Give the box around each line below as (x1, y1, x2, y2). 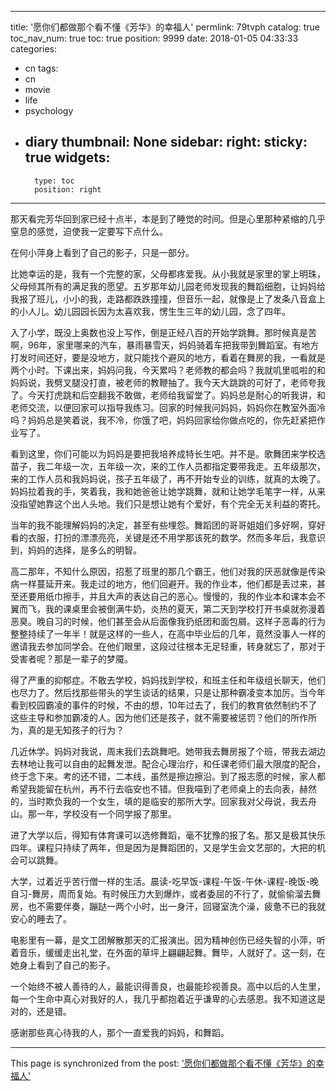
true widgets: (24, 149, 111, 166)
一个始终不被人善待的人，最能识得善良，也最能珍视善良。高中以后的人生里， (10, 980, 326, 992)
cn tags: (24, 62, 59, 74)
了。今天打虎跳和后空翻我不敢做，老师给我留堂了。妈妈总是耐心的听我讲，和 (10, 389, 326, 401)
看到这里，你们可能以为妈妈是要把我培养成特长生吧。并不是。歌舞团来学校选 (10, 447, 326, 460)
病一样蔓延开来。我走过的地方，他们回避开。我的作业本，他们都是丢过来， (10, 577, 317, 590)
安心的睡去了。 (10, 912, 72, 925)
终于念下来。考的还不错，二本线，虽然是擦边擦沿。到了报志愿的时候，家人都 (10, 770, 326, 782)
